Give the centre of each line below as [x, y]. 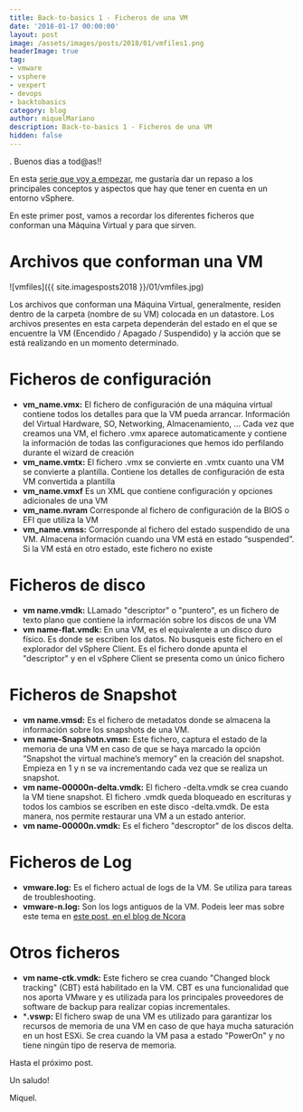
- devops [26, 93]
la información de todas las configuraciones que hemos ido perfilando [153, 442]
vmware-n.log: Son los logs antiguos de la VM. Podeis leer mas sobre [153, 907]
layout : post [34, 34]
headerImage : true [44, 52]
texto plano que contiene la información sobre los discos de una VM [149, 620]
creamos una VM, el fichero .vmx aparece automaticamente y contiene [155, 433]
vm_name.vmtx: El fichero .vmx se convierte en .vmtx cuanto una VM [153, 461]
